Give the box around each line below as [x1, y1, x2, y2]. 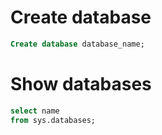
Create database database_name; [10, 39, 145, 49]
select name [10, 106, 60, 116]
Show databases [10, 73, 152, 95]
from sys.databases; [10, 115, 97, 125]
